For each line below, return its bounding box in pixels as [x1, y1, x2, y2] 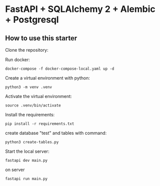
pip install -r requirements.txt [5, 121, 75, 126]
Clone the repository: [5, 47, 49, 53]
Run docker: [5, 57, 30, 63]
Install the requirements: [5, 112, 55, 117]
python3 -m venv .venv [5, 85, 52, 90]
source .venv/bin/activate [5, 103, 61, 108]
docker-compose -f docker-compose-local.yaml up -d [5, 66, 114, 71]
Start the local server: [5, 148, 50, 154]
